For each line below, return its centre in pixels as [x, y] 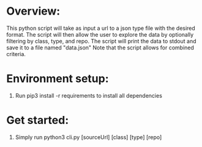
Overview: [33, 11]
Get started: [38, 120]
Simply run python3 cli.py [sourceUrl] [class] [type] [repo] [88, 137]
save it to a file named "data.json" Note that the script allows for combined [100, 48]
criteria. [16, 54]
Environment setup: [58, 79]
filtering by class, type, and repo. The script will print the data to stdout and [102, 41]
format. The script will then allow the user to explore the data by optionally [100, 34]
